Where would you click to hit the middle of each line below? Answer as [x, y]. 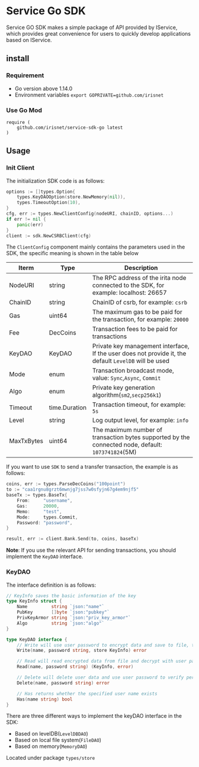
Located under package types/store [51, 758]
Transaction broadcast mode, [133, 371]
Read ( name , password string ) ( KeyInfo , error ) [75, 667]
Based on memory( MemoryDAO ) [51, 746]
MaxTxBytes [26, 441]
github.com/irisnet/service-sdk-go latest [70, 128]
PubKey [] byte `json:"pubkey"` [63, 612]
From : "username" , [45, 501]
